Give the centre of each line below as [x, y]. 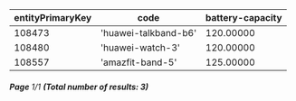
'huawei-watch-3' [140, 47]
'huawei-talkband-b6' [148, 33]
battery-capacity [243, 18]
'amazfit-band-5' [138, 62]
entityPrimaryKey [53, 18]
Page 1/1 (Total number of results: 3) [79, 87]
